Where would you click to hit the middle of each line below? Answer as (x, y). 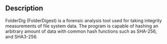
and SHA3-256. (22, 36)
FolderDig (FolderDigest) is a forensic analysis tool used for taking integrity (84, 20)
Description (24, 8)
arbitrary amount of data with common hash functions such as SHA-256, (81, 31)
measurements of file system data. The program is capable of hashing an (82, 26)
